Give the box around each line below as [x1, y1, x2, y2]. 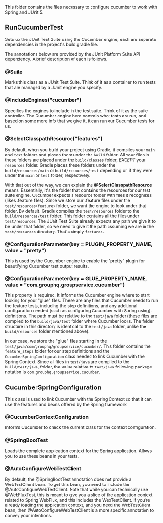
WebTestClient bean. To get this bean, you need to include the [5, 482, 130, 487]
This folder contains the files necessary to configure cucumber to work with [5, 4, 157, 10]
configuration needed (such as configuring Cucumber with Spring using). [5, 308, 152, 314]
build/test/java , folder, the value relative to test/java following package [5, 364, 152, 370]
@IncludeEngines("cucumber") [5, 97, 82, 104]
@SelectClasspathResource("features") [5, 136, 103, 142]
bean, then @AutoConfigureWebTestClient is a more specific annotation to [5, 507, 154, 513]
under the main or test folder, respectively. [5, 173, 91, 178]
